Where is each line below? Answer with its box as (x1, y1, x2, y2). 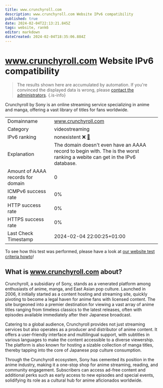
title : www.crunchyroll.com (5, 7, 62, 12)
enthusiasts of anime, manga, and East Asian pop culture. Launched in (5, 286, 146, 291)
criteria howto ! (5, 253, 34, 259)
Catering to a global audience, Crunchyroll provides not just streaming (5, 321, 146, 327)
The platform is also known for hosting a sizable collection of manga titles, (5, 342, 154, 348)
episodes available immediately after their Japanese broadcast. (5, 311, 132, 317)
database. (54, 159, 77, 166)
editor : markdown (5, 30, 40, 35)
